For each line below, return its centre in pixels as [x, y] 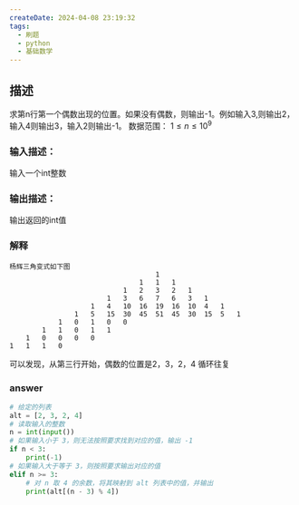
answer [26, 388]
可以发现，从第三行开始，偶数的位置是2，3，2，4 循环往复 [120, 364]
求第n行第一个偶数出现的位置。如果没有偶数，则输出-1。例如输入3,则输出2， [152, 113]
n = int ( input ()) [42, 432]
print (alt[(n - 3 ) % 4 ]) [72, 491]
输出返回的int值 [38, 220]
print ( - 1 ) [44, 458]
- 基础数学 [35, 52]
